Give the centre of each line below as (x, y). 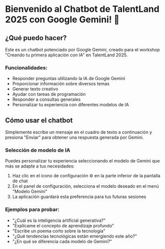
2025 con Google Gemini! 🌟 (62, 20)
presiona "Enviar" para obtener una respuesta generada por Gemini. (75, 137)
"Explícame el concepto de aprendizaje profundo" (63, 225)
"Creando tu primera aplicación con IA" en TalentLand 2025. (66, 55)
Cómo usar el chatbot (39, 120)
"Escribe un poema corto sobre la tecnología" (59, 231)
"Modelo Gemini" (30, 192)
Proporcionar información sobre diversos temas (61, 84)
